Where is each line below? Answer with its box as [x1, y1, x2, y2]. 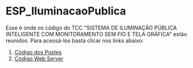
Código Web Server [14, 55, 64, 62]
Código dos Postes [14, 48, 62, 55]
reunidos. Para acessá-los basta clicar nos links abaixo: [5, 37, 144, 44]
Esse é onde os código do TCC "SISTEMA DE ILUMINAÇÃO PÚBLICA [5, 24, 177, 31]
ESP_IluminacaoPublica [5, 4, 127, 18]
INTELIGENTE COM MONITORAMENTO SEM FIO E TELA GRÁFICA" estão [5, 30, 188, 37]
